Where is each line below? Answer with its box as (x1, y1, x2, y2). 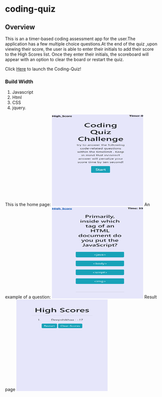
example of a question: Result (5, 294, 157, 300)
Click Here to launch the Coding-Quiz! (5, 66, 82, 72)
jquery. (12, 105, 26, 111)
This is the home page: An (5, 202, 150, 208)
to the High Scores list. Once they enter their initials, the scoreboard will (5, 51, 149, 57)
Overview (5, 23, 36, 31)
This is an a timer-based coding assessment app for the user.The (5, 36, 136, 42)
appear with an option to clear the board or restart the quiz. (5, 57, 124, 62)
